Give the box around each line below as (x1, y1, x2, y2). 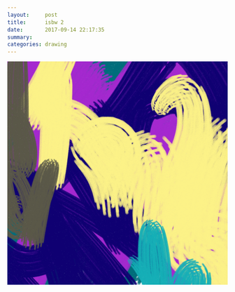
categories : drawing (7, 41, 68, 48)
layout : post (7, 11, 58, 18)
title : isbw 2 (7, 18, 64, 26)
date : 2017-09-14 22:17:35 (7, 26, 105, 33)
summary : (7, 34, 33, 41)
